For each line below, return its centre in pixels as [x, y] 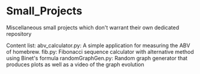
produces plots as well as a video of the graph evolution [75, 64]
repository [19, 33]
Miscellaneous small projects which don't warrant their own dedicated [93, 27]
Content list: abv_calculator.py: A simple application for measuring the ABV [98, 45]
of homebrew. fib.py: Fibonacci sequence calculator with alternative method [100, 51]
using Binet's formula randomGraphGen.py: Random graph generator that [97, 58]
